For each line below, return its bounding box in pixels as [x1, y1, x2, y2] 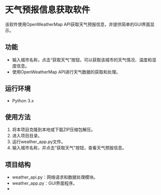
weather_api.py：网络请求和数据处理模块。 [12, 174, 98, 180]
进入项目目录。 [12, 133, 42, 139]
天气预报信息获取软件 [5, 4, 91, 16]
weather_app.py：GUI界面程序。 [12, 180, 78, 186]
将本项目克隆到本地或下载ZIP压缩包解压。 [12, 127, 96, 132]
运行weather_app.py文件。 [12, 139, 66, 145]
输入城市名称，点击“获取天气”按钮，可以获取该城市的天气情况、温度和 [12, 57, 152, 63]
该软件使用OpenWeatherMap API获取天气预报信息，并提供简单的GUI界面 [5, 21, 150, 27]
